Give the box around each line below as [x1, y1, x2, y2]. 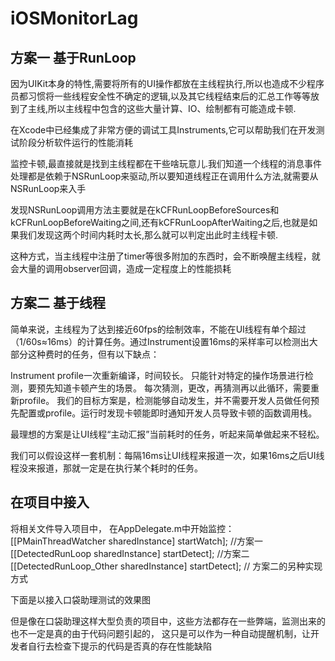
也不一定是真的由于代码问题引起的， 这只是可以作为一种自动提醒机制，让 [10, 627, 311, 639]
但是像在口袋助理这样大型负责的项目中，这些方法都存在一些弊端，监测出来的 [10, 615, 326, 627]
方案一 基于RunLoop [10, 49, 137, 66]
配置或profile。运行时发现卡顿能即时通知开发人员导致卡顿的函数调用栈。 [18, 407, 318, 419]
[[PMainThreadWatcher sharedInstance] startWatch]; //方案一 [10, 535, 264, 547]
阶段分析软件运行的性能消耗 [18, 137, 133, 148]
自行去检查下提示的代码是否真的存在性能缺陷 [27, 640, 212, 652]
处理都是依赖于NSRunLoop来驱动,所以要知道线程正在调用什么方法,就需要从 [10, 170, 319, 182]
